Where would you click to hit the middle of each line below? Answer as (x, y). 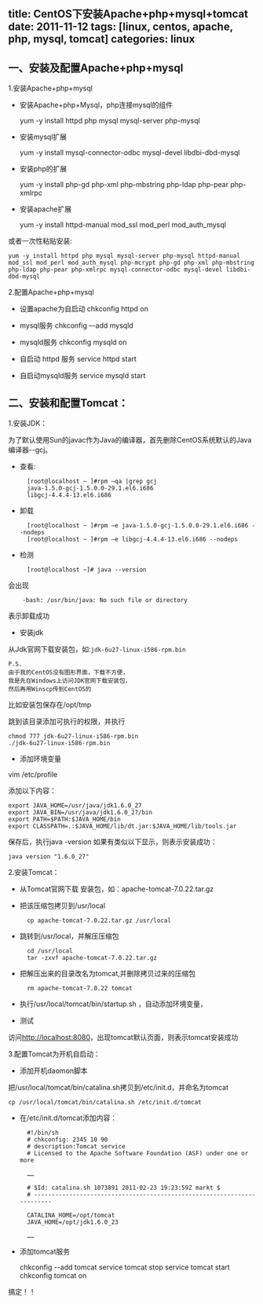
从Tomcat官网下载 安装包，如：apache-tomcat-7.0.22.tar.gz (117, 889)
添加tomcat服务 (45, 1251)
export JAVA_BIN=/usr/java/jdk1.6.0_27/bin (80, 813)
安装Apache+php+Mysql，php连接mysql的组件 (96, 105)
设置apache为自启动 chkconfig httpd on (84, 309)
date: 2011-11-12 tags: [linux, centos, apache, (121, 27)
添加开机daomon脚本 (53, 1071)
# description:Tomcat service (76, 1147)
